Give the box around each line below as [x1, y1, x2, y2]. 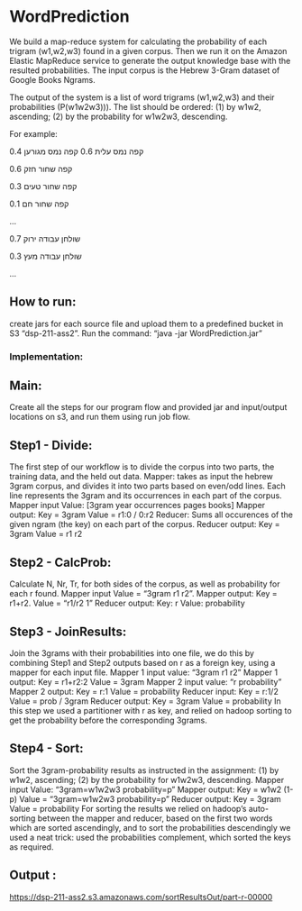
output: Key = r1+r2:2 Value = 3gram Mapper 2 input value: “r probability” [9, 676, 282, 687]
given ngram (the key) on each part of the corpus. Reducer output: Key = [9, 519, 281, 530]
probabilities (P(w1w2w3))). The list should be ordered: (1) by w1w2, [9, 101, 261, 112]
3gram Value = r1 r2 [9, 529, 83, 540]
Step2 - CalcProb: [9, 554, 112, 569]
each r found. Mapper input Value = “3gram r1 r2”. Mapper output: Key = [9, 588, 278, 599]
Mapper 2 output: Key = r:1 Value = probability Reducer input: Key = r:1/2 [9, 686, 279, 697]
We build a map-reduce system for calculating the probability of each [9, 36, 268, 47]
